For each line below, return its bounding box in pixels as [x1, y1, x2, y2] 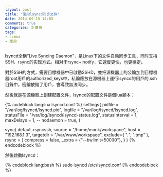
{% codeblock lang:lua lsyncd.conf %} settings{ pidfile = [5, 101, 119, 107]
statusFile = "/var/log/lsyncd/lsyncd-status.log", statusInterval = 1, [5, 112, 138, 118]
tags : [5, 30, 16, 35]
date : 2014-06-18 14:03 [5, 16, 54, 21]
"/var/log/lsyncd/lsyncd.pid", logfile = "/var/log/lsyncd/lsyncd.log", [5, 107, 139, 113]
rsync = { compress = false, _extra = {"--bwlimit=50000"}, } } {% [5, 137, 135, 143]
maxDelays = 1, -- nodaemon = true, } [5, 117, 81, 123]
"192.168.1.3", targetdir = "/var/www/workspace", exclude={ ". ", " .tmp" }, [5, 132, 150, 138]
